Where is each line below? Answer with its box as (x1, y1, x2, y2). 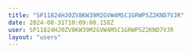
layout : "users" (8, 33, 61, 41)
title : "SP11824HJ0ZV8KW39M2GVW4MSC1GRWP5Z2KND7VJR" (8, 11, 185, 19)
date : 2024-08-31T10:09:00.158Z (8, 19, 114, 26)
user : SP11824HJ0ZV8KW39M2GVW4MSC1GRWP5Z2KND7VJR (8, 26, 174, 34)
